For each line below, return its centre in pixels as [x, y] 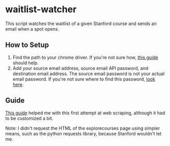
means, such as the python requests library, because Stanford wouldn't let [83, 133]
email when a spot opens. [32, 29]
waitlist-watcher [41, 9]
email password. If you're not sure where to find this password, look [84, 79]
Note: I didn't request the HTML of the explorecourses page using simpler [83, 128]
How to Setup [27, 45]
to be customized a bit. [29, 118]
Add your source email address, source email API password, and [80, 68]
